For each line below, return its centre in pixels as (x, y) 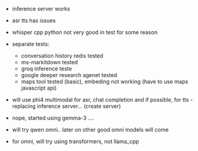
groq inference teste (46, 69)
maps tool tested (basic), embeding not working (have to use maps (105, 82)
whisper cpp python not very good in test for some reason (85, 32)
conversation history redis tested (62, 56)
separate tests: (31, 44)
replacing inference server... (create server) (66, 106)
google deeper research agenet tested (69, 75)
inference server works (41, 9)
